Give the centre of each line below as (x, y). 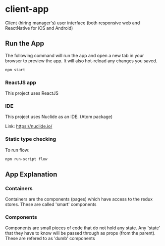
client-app (27, 9)
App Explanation (31, 174)
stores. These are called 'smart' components (51, 205)
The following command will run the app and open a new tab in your (75, 55)
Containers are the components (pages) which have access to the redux (79, 199)
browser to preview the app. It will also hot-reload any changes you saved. (81, 61)
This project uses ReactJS (32, 93)
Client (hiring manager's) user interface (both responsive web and (73, 23)
